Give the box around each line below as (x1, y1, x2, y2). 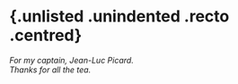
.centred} (9, 25, 83, 46)
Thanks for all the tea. (9, 64, 92, 75)
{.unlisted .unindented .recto (9, 6, 230, 27)
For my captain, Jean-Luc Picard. (9, 55, 135, 65)
